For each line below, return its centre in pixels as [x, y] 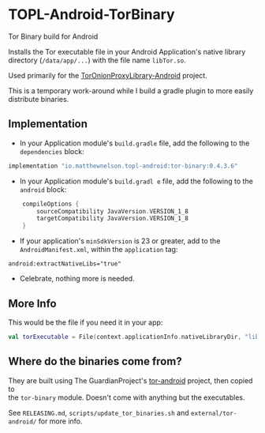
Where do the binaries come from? [95, 361]
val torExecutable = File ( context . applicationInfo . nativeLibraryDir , [125, 337]
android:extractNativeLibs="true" [65, 264]
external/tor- [214, 413]
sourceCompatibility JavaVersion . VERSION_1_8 [113, 211]
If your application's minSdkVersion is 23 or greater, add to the [120, 241]
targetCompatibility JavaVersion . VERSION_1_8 [113, 219]
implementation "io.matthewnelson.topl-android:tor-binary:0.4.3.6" [123, 166]
